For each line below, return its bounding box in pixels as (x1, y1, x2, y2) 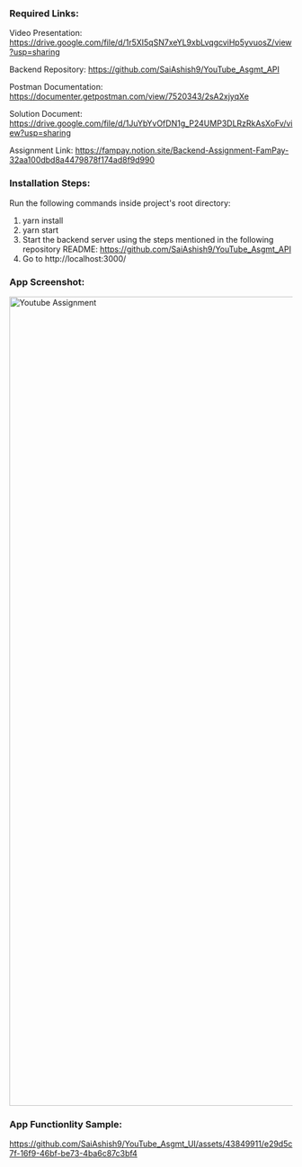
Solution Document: (9, 109, 83, 120)
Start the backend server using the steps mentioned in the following (22, 234, 274, 245)
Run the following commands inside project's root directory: (9, 197, 231, 209)
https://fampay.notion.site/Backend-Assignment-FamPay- (75, 145, 289, 156)
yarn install (22, 215, 64, 226)
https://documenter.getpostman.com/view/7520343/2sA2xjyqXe (9, 91, 250, 102)
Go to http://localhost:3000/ (22, 253, 127, 263)
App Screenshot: (9, 275, 85, 288)
